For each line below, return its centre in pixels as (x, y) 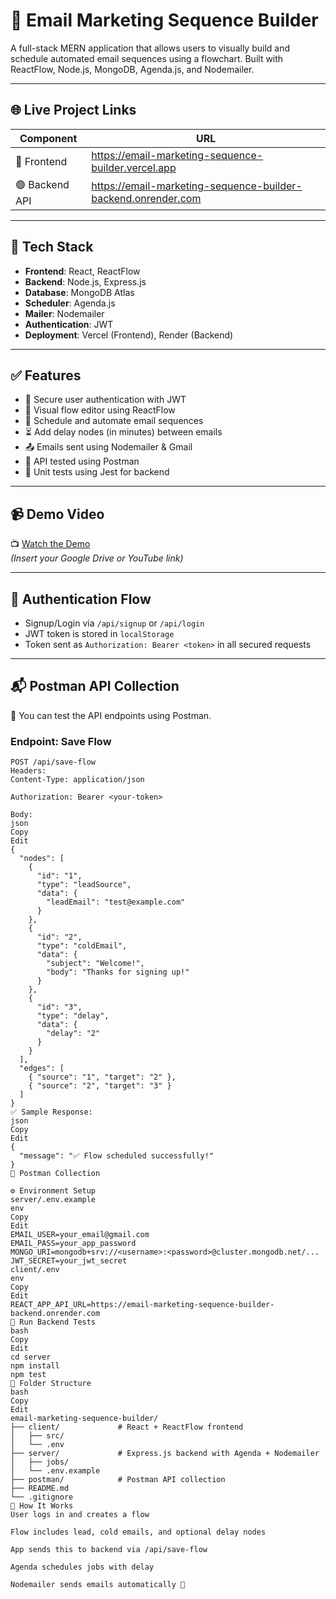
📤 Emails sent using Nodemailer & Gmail (108, 447)
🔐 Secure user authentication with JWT (105, 400)
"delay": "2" (73, 1034)
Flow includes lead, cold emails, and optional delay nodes (138, 1532)
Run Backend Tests (58, 1322)
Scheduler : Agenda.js (70, 303)
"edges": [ (42, 1069)
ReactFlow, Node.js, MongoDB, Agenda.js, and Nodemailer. (132, 69)
